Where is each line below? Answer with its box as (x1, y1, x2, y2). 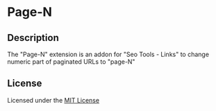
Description (7, 32, 59, 44)
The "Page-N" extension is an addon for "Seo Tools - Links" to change (7, 50, 210, 58)
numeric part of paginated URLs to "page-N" (7, 58, 135, 66)
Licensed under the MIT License (7, 96, 99, 104)
